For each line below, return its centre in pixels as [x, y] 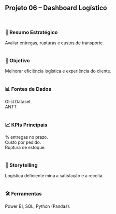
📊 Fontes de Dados [28, 89]
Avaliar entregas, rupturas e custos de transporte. [54, 43]
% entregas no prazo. [27, 137]
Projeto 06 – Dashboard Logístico [56, 8]
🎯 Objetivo [17, 61]
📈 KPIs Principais [26, 125]
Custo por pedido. [23, 142]
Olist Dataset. [19, 101]
